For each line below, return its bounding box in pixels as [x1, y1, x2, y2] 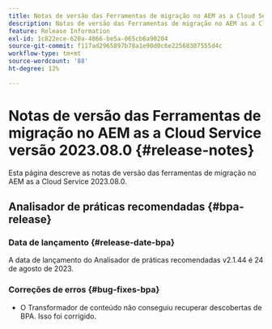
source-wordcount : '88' [8, 58, 89, 66]
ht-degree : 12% [8, 65, 60, 73]
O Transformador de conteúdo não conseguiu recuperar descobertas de [19, 302, 262, 312]
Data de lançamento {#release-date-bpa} [8, 237, 176, 248]
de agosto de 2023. [8, 264, 74, 274]
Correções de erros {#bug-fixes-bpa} [8, 284, 160, 296]
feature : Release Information [8, 27, 111, 35]
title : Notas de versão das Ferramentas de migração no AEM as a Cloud [8, 11, 255, 20]
